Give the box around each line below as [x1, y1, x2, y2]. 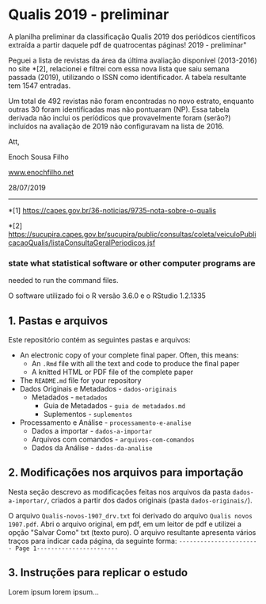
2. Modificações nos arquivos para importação [8, 466, 244, 480]
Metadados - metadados [31, 392, 108, 402]
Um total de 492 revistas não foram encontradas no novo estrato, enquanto [8, 96, 255, 105]
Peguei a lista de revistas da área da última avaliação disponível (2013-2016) [8, 55, 257, 65]
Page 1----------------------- [15, 545, 119, 552]
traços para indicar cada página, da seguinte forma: [8, 536, 177, 545]
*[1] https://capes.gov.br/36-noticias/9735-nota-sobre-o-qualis [8, 205, 216, 215]
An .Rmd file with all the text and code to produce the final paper [31, 359, 240, 369]
